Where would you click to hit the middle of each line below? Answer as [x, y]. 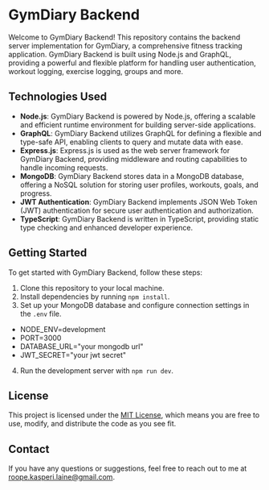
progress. [36, 193]
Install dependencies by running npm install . [95, 297]
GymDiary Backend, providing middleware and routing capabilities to [133, 159]
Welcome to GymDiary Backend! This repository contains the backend [124, 37]
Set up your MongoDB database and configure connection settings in [134, 305]
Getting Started [48, 253]
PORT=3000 [41, 338]
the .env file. [41, 314]
